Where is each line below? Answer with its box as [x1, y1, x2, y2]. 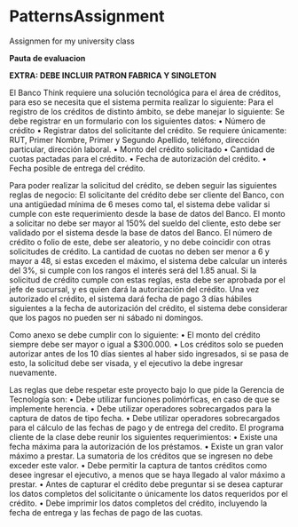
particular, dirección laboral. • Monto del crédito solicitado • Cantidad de [9, 144, 275, 155]
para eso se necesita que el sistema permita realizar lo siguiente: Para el [9, 96, 274, 108]
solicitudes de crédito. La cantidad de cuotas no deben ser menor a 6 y [9, 246, 271, 257]
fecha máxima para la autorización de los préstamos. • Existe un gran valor [9, 441, 284, 451]
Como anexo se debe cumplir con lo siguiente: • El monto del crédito [9, 329, 261, 339]
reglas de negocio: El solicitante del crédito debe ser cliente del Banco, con [9, 189, 285, 200]
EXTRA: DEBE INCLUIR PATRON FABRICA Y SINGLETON [9, 69, 217, 81]
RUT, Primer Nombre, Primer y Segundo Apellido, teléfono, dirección [9, 134, 260, 145]
